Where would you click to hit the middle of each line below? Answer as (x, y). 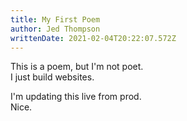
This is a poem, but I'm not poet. (77, 67)
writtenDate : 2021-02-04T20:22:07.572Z (93, 38)
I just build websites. (52, 77)
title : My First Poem (55, 19)
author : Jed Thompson (55, 29)
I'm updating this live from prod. (76, 97)
